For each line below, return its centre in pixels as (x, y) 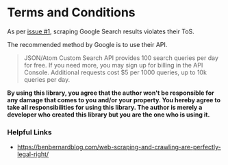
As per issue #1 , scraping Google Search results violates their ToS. (101, 31)
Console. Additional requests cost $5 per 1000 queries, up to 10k (115, 72)
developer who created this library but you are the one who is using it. (109, 115)
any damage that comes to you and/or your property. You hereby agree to (114, 100)
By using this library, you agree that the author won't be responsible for (111, 93)
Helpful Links (30, 132)
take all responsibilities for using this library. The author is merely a (105, 107)
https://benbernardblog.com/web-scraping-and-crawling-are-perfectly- (119, 147)
